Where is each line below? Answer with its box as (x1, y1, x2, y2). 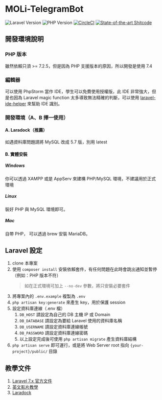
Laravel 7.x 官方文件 (12, 378, 52, 384)
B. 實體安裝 (5, 151, 28, 157)
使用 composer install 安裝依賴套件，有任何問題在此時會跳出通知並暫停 (12, 266, 158, 272)
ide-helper (5, 100, 26, 106)
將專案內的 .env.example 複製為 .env (12, 293, 86, 299)
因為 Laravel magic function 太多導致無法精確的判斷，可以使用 (13, 94, 139, 100)
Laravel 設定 (5, 246, 43, 255)
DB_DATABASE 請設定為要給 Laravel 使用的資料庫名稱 (19, 318, 122, 324)
